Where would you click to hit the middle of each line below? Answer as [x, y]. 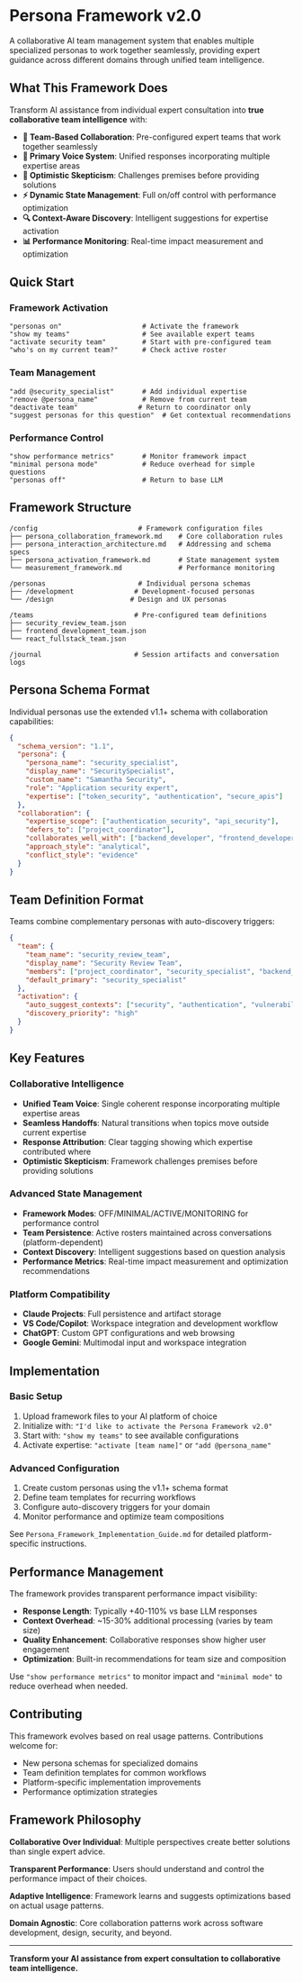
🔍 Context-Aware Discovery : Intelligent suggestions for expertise [145, 218]
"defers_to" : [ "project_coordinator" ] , [100, 830]
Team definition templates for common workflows [114, 1772]
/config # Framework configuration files [136, 528]
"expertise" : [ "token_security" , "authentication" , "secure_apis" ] [154, 796]
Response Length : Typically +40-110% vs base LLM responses [140, 1611]
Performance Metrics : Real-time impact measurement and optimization [155, 1261]
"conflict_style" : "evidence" [82, 855]
